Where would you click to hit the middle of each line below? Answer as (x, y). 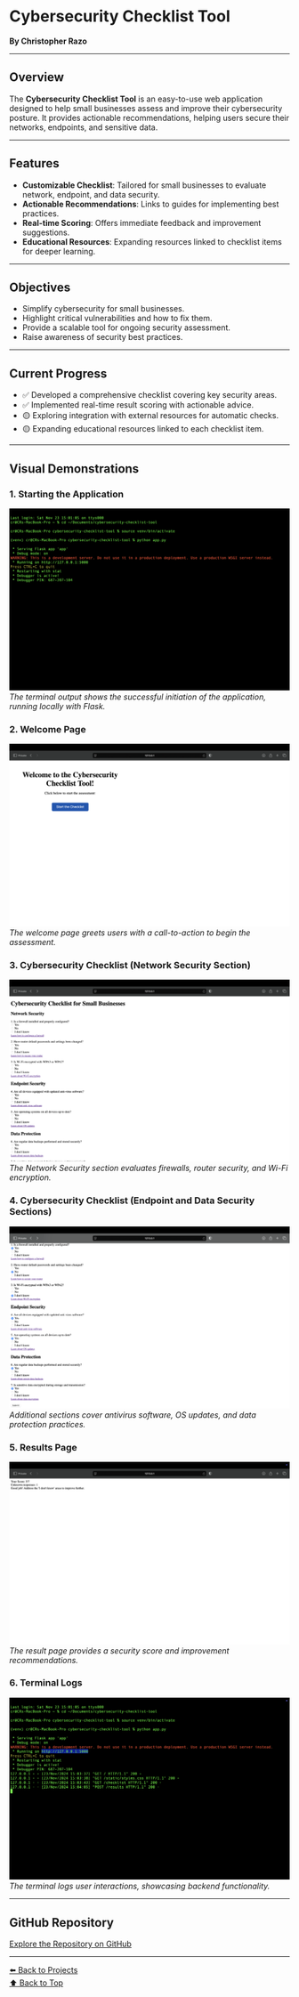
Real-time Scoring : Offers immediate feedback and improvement (141, 222)
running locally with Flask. (57, 707)
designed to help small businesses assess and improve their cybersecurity (146, 108)
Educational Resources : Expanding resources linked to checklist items (152, 241)
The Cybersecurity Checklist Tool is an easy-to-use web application (136, 99)
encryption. (30, 1177)
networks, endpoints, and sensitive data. (84, 127)
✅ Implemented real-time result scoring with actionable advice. (138, 405)
